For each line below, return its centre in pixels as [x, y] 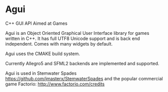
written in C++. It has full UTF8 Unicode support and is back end [73, 38]
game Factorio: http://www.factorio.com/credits [55, 84]
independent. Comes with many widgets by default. [59, 43]
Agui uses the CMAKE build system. [43, 54]
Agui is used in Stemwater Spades [41, 73]
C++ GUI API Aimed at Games [36, 23]
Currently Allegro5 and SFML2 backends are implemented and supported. [82, 63]
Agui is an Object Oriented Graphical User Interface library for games [77, 33]
